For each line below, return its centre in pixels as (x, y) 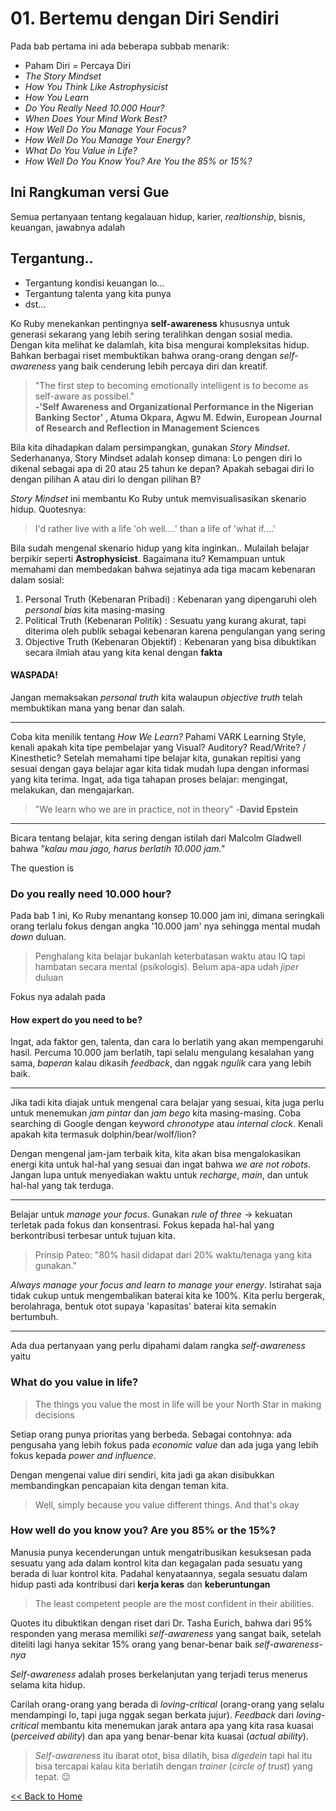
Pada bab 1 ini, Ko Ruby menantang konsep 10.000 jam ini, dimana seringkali (167, 916)
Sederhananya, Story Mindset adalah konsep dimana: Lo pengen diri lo (156, 458)
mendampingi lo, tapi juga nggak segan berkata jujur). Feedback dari (152, 1714)
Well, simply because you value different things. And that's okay (167, 1504)
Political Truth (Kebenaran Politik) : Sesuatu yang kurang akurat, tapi (165, 620)
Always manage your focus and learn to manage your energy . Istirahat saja (166, 1285)
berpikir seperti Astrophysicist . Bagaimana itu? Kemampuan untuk (148, 558)
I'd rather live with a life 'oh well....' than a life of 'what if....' (155, 528)
